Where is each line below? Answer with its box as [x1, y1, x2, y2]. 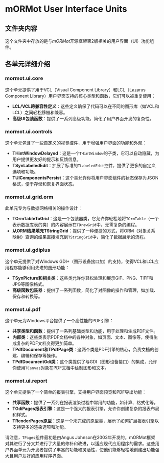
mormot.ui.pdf [5, 306, 41, 312]
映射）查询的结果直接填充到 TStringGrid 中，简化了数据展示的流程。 [12, 234, 148, 240]
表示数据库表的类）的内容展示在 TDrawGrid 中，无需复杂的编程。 [12, 222, 140, 228]
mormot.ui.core [5, 75, 43, 82]
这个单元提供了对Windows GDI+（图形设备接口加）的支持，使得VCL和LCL [5, 258, 155, 264]
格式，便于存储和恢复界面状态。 [12, 180, 77, 187]
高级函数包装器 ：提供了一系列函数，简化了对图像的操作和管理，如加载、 [12, 287, 158, 293]
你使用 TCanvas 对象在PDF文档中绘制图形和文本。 [12, 364, 109, 371]
